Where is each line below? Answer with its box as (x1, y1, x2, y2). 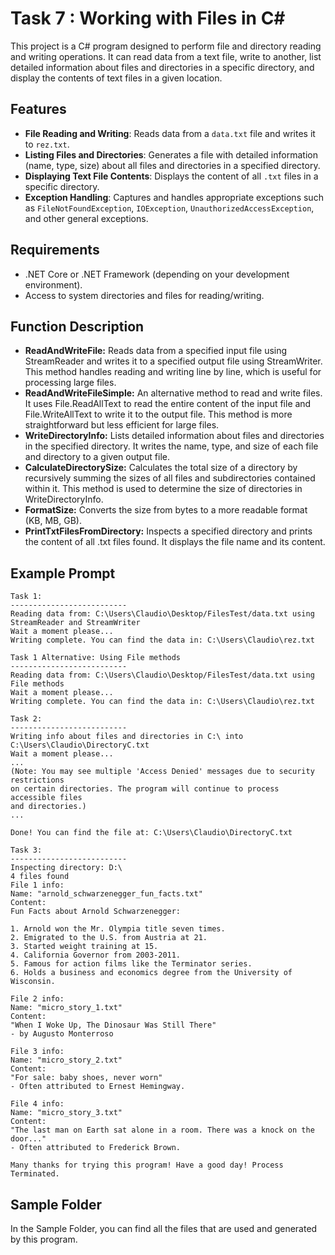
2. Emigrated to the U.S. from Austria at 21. (10, 933, 208, 943)
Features (10, 101, 67, 118)
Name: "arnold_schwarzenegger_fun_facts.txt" (10, 889, 203, 899)
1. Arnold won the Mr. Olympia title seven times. (10, 924, 226, 934)
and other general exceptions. (24, 212, 149, 224)
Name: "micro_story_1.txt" (10, 1003, 123, 1013)
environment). (24, 278, 83, 291)
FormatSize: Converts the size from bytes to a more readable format (24, 504, 308, 516)
